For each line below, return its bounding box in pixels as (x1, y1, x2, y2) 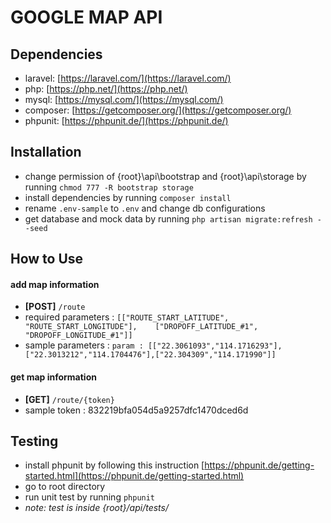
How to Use (10, 251, 84, 268)
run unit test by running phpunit (24, 491, 156, 503)
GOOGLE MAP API (10, 6, 163, 29)
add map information (10, 278, 100, 290)
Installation (10, 144, 82, 161)
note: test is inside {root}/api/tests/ (24, 502, 169, 514)
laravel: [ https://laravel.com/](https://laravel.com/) (24, 72, 232, 84)
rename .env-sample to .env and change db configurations (24, 202, 266, 214)
